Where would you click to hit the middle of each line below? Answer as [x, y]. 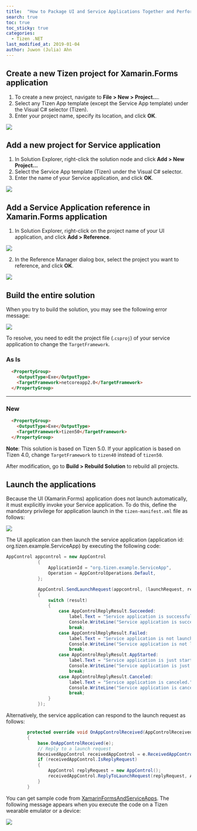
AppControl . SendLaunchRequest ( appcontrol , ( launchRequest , [111, 589]
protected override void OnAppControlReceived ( [86, 732]
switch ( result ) [68, 600]
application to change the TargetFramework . [58, 344]
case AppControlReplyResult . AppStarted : [108, 655]
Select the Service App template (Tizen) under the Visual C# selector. [98, 172]
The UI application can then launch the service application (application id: [95, 540]
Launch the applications [51, 485]
